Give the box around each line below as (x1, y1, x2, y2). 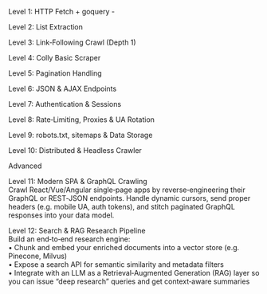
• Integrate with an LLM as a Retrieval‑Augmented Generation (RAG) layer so (8, 269, 260, 277)
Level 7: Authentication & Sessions (8, 100, 122, 108)
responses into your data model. (8, 210, 115, 220)
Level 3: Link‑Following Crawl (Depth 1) (8, 37, 137, 47)
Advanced (8, 161, 42, 171)
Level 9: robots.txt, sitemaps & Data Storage (8, 131, 153, 139)
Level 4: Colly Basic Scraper (8, 53, 101, 62)
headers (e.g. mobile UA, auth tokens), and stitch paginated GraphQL (8, 202, 235, 211)
